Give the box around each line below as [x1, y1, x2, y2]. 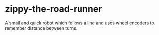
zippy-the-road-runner [5, 3, 102, 15]
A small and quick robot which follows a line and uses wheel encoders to [5, 20, 154, 26]
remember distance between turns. [5, 25, 78, 31]
